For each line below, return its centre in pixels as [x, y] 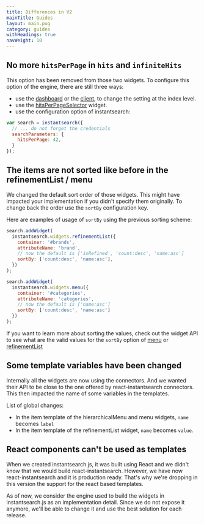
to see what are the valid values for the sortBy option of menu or [88, 340]
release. [16, 515]
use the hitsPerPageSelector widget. [61, 105]
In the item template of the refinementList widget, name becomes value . [104, 430]
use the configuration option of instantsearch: [73, 112]
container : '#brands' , [46, 242]
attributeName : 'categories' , [56, 299]
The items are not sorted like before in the [87, 170]
